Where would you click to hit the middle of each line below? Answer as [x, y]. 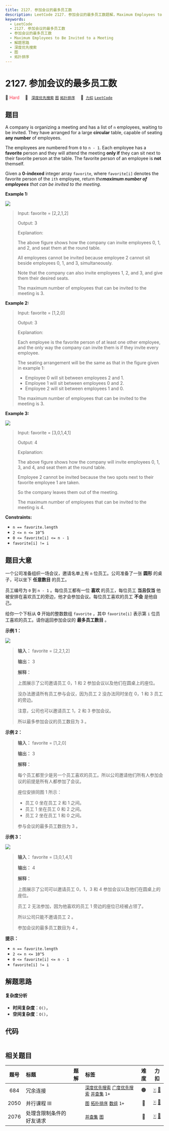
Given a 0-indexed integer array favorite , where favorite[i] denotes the [82, 174]
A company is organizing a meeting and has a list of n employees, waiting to [84, 127]
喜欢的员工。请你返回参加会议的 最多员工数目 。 [59, 620]
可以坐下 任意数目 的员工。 [41, 579]
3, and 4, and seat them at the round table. [62, 468]
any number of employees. [33, 138]
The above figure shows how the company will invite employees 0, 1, [89, 462]
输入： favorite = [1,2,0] [42, 743]
